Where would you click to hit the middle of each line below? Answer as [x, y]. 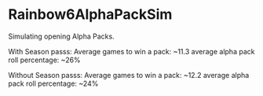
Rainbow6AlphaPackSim [90, 15]
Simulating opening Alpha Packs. [62, 36]
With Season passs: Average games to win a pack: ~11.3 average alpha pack [131, 51]
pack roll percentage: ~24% [53, 83]
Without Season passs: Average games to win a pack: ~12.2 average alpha [129, 75]
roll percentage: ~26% [44, 60]
